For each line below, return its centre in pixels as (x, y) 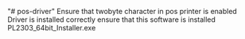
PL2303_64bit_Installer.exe (52, 28)
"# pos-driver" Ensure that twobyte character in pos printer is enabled (122, 11)
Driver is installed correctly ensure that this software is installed (112, 19)
